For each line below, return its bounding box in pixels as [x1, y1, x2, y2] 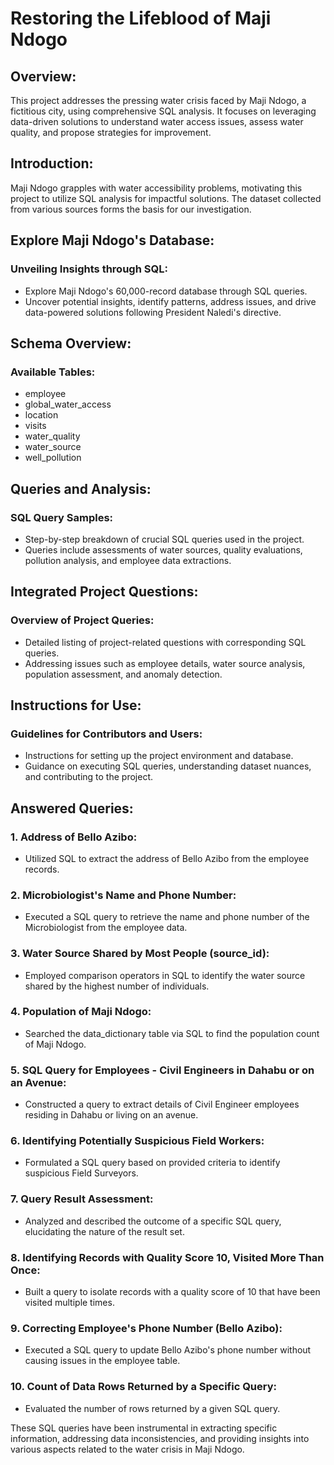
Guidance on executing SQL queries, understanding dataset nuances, [24, 760, 312, 772]
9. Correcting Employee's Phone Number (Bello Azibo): [10, 1321, 283, 1335]
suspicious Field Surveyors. [24, 1167, 139, 1179]
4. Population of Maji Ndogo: [10, 1005, 152, 1019]
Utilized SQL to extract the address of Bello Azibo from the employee [24, 852, 310, 864]
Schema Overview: [10, 335, 132, 352]
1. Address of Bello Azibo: [10, 830, 138, 844]
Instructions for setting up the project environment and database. [24, 750, 294, 762]
